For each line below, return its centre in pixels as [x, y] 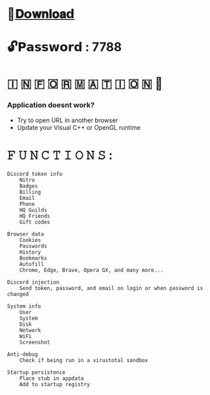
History [30, 252]
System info [24, 306]
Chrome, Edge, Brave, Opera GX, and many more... [92, 270]
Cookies [30, 240]
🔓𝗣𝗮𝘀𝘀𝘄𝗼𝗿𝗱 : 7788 [64, 47]
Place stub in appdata [52, 378]
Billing [30, 192]
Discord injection [33, 282]
